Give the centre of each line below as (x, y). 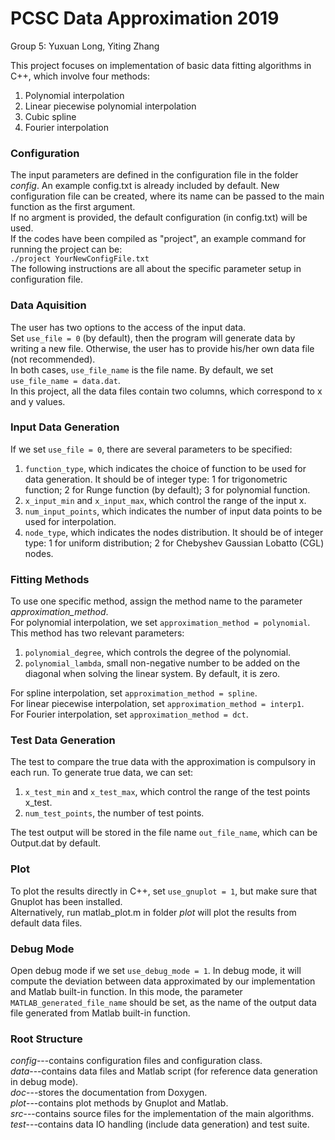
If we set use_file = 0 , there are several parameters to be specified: (151, 449)
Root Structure (46, 1039)
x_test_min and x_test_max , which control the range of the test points (167, 792)
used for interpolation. (70, 521)
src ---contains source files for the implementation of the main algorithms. (162, 1114)
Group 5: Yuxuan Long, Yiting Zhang (85, 46)
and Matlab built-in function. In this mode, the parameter (126, 992)
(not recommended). (53, 359)
